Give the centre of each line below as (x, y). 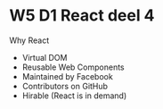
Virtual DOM (45, 57)
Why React (29, 40)
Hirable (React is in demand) (74, 96)
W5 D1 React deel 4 (82, 16)
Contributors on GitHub (65, 86)
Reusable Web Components (73, 67)
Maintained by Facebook (67, 76)
